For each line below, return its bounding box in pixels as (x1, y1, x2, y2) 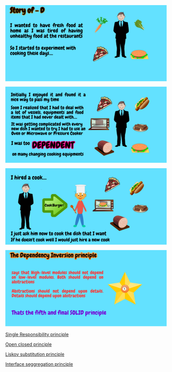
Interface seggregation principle (5, 361, 73, 367)
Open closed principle (5, 341, 52, 347)
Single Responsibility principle (5, 331, 69, 337)
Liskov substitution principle (5, 351, 65, 357)
